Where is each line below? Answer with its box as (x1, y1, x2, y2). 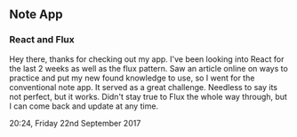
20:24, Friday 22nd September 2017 (9, 118, 141, 128)
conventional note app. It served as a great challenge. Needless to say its (9, 81, 278, 92)
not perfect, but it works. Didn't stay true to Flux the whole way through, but (9, 91, 287, 102)
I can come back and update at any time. (9, 101, 158, 111)
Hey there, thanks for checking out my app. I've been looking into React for (9, 53, 285, 65)
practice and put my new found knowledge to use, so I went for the (9, 72, 255, 83)
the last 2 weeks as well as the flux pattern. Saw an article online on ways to (9, 63, 289, 73)
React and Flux (9, 34, 76, 46)
